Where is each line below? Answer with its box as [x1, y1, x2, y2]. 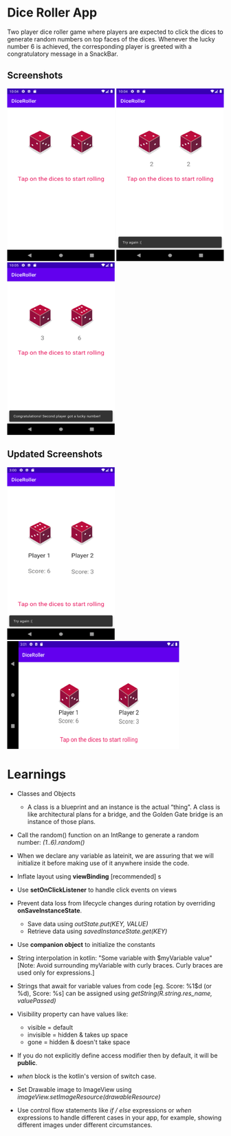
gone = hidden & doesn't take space [27, 1037, 131, 1046]
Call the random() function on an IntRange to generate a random [16, 830, 199, 839]
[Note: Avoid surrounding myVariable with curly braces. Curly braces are [16, 961, 223, 969]
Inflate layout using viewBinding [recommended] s [16, 872, 162, 881]
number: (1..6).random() [16, 838, 85, 846]
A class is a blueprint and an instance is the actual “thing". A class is [27, 803, 221, 811]
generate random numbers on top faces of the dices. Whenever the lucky [7, 35, 215, 43]
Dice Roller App [7, 5, 98, 21]
